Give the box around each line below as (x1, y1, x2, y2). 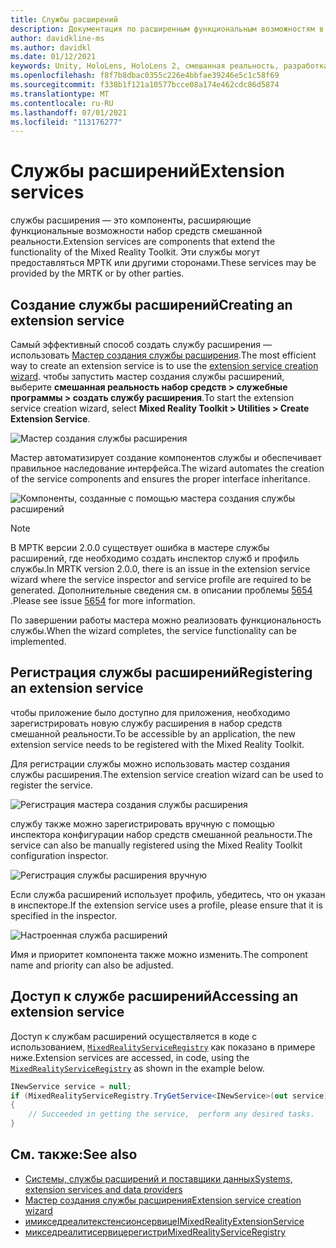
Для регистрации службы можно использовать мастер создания (10, 757, 291, 770)
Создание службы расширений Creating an (10, 296, 293, 313)
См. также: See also (10, 1146, 138, 1163)
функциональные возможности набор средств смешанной (10, 225, 263, 237)
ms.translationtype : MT (10, 89, 110, 99)
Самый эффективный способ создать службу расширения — (10, 339, 273, 350)
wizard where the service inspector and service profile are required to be (10, 574, 312, 585)
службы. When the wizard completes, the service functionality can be (10, 625, 297, 636)
